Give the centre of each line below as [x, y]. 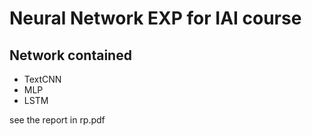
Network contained [70, 55]
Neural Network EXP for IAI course [155, 18]
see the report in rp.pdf [57, 120]
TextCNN [42, 79]
